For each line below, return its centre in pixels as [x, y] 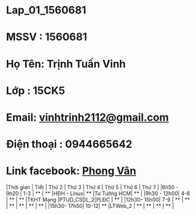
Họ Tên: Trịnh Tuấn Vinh [66, 64]
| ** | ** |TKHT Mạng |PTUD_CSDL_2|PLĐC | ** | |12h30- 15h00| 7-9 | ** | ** [98, 200]
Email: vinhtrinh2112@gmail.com [87, 117]
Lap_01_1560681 [46, 10]
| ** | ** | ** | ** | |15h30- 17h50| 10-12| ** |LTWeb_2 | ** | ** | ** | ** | [90, 206]
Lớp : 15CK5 [36, 91]
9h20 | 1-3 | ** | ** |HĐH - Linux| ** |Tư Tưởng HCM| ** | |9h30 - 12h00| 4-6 [98, 193]
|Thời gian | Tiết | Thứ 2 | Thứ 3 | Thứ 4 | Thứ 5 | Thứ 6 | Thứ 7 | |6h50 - [92, 187]
